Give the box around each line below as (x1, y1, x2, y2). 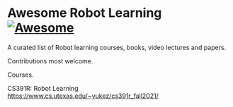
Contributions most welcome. (7, 56, 93, 65)
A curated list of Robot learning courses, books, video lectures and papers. (7, 43, 227, 51)
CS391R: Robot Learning (7, 84, 79, 92)
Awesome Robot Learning (7, 5, 162, 21)
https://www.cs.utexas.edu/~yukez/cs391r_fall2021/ (7, 92, 159, 100)
